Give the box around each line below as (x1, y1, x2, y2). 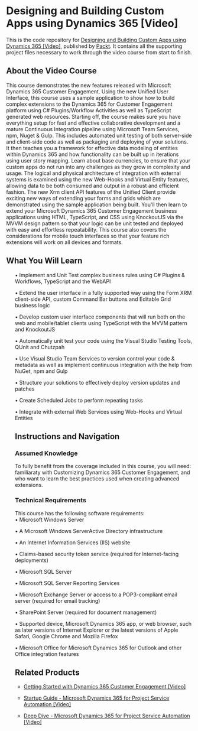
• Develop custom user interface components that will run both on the (14, 313, 186, 320)
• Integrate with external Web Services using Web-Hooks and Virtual (14, 408, 183, 415)
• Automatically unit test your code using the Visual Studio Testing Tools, (14, 337, 193, 344)
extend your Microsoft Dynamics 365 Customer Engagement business (6, 207, 177, 214)
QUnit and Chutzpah (14, 343, 65, 350)
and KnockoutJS (14, 326, 56, 333)
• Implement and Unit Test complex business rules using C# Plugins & (14, 271, 185, 278)
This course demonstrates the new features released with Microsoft (6, 82, 171, 89)
